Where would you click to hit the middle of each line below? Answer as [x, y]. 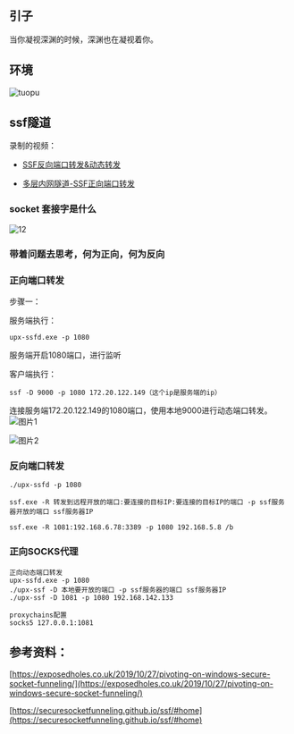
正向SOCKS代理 [44, 552]
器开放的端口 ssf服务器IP [51, 512]
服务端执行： [33, 320]
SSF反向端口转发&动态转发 [71, 165]
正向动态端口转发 [36, 572]
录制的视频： [33, 146]
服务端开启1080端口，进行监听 [66, 355]
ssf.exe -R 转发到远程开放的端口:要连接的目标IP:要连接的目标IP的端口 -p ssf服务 [147, 502]
